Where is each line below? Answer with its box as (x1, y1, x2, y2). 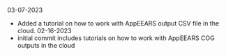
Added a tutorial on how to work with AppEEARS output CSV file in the (17, 19, 220, 27)
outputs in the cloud (17, 41, 75, 49)
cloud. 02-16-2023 (17, 27, 72, 35)
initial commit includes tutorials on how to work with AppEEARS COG (17, 34, 215, 42)
